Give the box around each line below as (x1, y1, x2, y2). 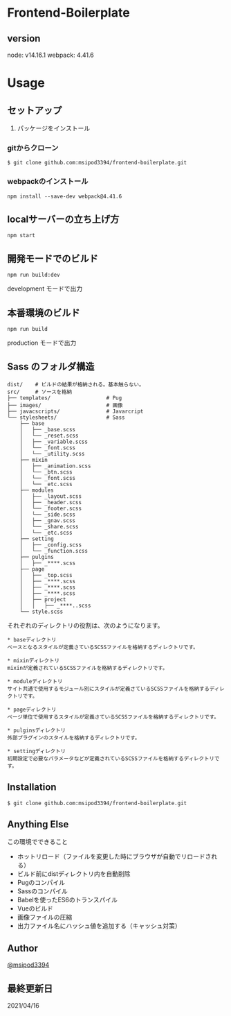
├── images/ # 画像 (7, 402, 123, 408)
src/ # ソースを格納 (7, 388, 73, 395)
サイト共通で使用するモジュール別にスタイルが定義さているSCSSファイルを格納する (7, 685, 210, 692)
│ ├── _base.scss (19, 426, 76, 433)
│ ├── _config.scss (19, 541, 82, 549)
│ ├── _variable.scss (19, 438, 89, 445)
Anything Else (7, 818, 69, 830)
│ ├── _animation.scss (19, 463, 91, 470)
